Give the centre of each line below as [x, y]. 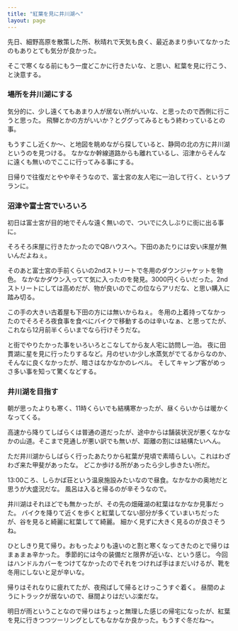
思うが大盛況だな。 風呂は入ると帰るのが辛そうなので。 [89, 489]
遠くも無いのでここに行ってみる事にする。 [75, 162]
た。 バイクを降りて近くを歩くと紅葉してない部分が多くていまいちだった [113, 513]
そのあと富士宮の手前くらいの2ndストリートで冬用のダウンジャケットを [112, 271]
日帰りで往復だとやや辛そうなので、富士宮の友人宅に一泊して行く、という [116, 177]
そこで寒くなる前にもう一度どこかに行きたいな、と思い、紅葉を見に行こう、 [119, 65]
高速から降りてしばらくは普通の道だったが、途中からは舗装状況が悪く [110, 432]
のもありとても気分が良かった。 [54, 50]
